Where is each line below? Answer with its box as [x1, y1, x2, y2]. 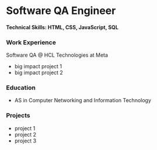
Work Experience [6, 38, 57, 46]
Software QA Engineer [6, 4, 116, 18]
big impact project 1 [14, 63, 62, 70]
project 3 [14, 137, 37, 144]
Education [6, 83, 36, 92]
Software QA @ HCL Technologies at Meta [6, 51, 109, 59]
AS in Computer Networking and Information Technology [14, 97, 152, 104]
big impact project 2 [14, 69, 63, 76]
